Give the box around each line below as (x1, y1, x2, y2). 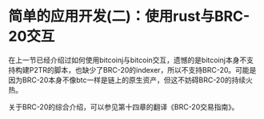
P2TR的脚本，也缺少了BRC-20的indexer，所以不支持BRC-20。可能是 (29, 65, 257, 74)
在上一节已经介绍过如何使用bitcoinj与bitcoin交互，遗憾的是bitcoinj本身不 (8, 55, 247, 65)
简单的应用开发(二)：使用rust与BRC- (8, 7, 250, 26)
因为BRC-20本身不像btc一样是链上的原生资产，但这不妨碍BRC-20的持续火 (8, 75, 254, 85)
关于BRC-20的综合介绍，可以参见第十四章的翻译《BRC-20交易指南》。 (8, 101, 239, 112)
